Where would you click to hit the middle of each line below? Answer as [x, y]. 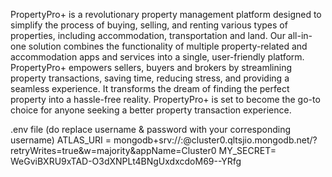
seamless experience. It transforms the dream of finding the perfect [150, 88]
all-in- [300, 35]
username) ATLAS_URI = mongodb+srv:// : [97, 140]
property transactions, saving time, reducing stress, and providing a [150, 78]
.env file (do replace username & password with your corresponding [151, 129]
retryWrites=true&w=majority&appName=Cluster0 [113, 150]
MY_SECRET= [247, 150]
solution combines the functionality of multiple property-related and [168, 46]
